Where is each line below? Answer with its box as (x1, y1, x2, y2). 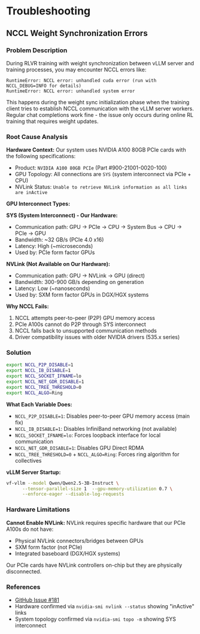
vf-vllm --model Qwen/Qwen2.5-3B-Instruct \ (6, 480, 119, 486)
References (6, 582, 41, 591)
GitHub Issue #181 (14, 596, 60, 603)
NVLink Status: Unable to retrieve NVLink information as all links (14, 183, 187, 191)
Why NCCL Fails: (6, 303, 49, 310)
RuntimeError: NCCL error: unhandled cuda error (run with (6, 77, 157, 83)
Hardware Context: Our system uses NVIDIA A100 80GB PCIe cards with (6, 146, 186, 153)
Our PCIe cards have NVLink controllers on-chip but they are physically (6, 561, 183, 569)
